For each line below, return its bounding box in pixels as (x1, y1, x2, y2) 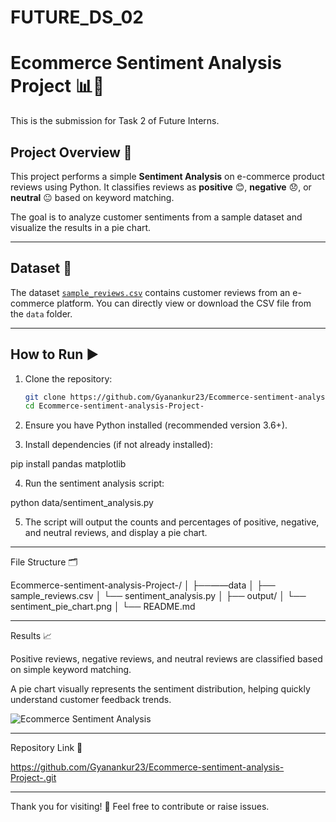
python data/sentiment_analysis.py (10, 497, 154, 509)
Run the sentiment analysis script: (24, 477, 165, 490)
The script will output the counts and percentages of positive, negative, (24, 516, 320, 528)
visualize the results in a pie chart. (10, 221, 152, 233)
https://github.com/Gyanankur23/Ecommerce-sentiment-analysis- (10, 761, 285, 773)
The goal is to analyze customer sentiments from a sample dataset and (10, 211, 303, 223)
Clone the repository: (24, 372, 113, 385)
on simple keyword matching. (10, 664, 132, 676)
